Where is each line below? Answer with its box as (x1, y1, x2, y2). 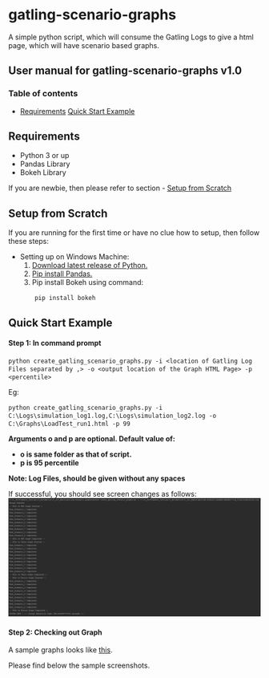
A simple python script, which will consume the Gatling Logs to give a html (8, 32, 254, 42)
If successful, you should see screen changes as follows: (8, 489, 198, 498)
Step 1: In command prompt (8, 339, 102, 348)
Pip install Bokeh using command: (31, 278, 144, 287)
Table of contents (8, 88, 78, 99)
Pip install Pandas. (31, 269, 93, 278)
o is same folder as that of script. (19, 449, 132, 459)
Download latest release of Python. (31, 261, 148, 270)
